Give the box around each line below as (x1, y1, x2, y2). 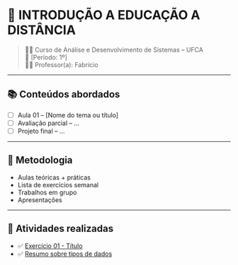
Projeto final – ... (17, 126, 65, 135)
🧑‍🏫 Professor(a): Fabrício (24, 60, 98, 69)
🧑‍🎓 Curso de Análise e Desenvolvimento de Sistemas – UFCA (24, 45, 204, 54)
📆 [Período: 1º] (24, 53, 67, 61)
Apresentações (17, 195, 62, 204)
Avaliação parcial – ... (17, 119, 80, 127)
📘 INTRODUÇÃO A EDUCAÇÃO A (7, 7, 200, 23)
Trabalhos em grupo (17, 188, 77, 196)
